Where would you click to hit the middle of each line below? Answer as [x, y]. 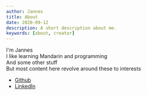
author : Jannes [25, 11]
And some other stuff [32, 63]
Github [23, 80]
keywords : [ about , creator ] [41, 33]
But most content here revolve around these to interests [73, 69]
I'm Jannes [20, 50]
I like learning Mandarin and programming [57, 56]
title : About [22, 17]
